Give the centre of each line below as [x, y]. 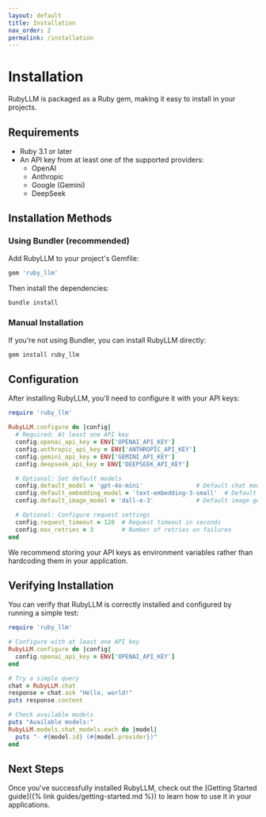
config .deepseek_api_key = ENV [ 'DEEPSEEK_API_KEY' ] [103, 464]
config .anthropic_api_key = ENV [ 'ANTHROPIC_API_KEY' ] [106, 449]
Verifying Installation [61, 585]
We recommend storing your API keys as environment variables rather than [131, 552]
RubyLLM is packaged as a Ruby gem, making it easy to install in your [122, 99]
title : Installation [42, 23]
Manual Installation [46, 323]
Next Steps [36, 769]
